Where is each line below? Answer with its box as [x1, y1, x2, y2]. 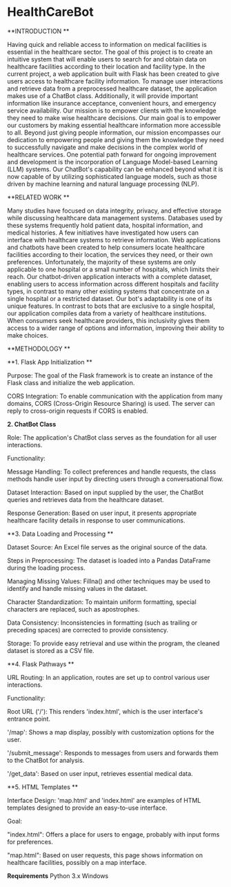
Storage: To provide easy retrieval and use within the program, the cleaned [7, 639, 220, 647]
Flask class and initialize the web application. [7, 378, 135, 387]
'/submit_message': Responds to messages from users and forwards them [7, 748, 219, 757]
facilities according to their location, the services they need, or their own [7, 250, 213, 259]
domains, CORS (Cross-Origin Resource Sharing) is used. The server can [7, 399, 215, 407]
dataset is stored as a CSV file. [7, 646, 94, 654]
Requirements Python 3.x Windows [7, 871, 109, 880]
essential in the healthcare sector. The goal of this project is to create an [7, 48, 213, 56]
